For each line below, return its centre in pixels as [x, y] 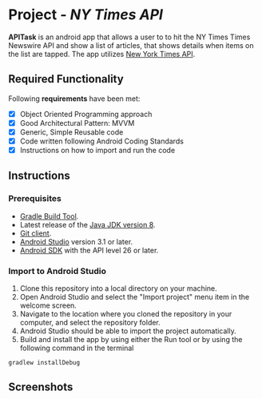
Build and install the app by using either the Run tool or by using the [131, 340]
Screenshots [41, 387]
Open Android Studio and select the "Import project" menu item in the [135, 297]
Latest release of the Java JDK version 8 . [87, 224]
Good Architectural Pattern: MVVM [77, 123]
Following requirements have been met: [74, 99]
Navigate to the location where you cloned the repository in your [126, 314]
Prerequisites [35, 199]
